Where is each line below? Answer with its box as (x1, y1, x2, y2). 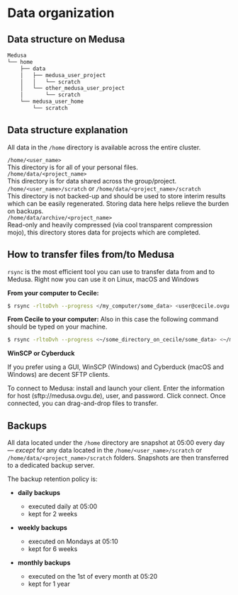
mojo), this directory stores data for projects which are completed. (7, 228, 200, 237)
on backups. (7, 207, 44, 215)
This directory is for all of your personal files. (7, 163, 138, 171)
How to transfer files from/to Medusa (7, 249, 175, 261)
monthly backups (17, 558, 71, 567)
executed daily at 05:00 (28, 502, 98, 511)
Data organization (7, 5, 115, 21)
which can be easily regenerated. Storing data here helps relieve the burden (7, 199, 229, 208)
